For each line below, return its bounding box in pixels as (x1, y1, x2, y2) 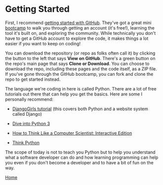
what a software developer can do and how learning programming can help (5, 154, 159, 160)
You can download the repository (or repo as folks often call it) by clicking (5, 50, 156, 56)
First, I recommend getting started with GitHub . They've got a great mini (5, 20, 152, 26)
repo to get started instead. (5, 76, 61, 82)
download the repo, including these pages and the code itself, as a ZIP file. (5, 65, 157, 72)
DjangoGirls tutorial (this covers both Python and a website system (12, 106, 148, 112)
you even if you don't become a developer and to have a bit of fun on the (5, 159, 154, 165)
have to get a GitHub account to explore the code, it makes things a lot (5, 35, 149, 41)
